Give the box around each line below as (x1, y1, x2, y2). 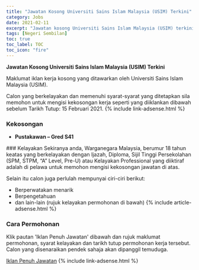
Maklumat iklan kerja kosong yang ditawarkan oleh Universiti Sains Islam (6, 74, 184, 82)
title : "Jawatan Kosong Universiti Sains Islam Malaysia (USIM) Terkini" (6, 8, 192, 15)
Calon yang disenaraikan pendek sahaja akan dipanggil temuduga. (6, 246, 169, 253)
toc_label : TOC (6, 42, 44, 48)
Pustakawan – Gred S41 (14, 134, 74, 141)
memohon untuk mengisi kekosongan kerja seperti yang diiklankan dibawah (6, 99, 191, 106)
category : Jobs (6, 14, 44, 20)
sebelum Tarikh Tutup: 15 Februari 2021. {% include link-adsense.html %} (6, 105, 185, 112)
